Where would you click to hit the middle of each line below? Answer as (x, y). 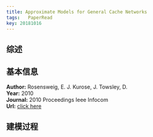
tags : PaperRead (29, 18)
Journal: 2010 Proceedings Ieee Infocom (57, 99)
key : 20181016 (24, 23)
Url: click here (24, 106)
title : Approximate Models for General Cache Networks (77, 12)
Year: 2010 (20, 93)
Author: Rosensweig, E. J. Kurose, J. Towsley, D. (67, 87)
